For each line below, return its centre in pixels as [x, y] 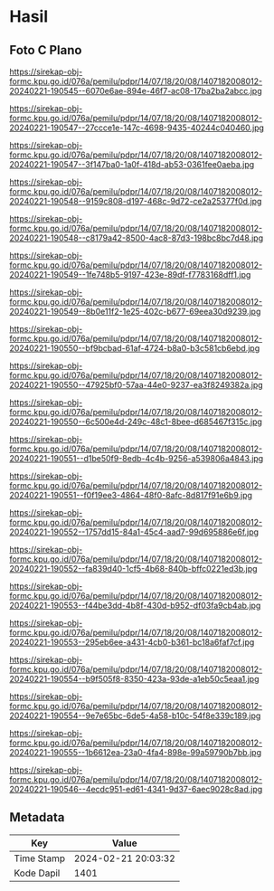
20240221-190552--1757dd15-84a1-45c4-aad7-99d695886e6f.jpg [134, 532]
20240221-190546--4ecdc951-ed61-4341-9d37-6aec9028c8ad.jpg [136, 789]
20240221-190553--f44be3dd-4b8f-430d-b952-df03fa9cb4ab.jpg [135, 605]
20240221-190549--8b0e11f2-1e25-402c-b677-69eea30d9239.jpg [135, 311]
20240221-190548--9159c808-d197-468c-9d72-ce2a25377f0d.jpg [136, 201]
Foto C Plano [46, 50]
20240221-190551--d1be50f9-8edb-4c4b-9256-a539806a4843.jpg [137, 458]
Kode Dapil [37, 873]
